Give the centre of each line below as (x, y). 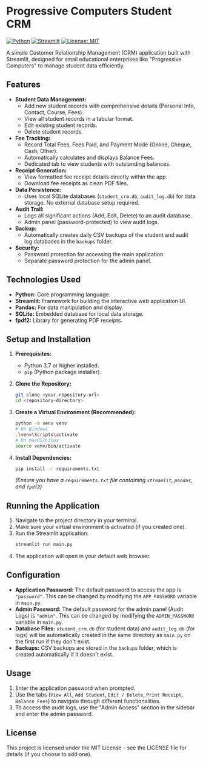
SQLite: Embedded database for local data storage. (79, 313)
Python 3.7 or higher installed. (62, 366)
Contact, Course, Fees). (54, 112)
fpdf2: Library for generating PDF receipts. (69, 320)
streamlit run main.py (44, 545)
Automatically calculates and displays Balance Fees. (89, 157)
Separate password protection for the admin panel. (88, 261)
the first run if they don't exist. (53, 641)
